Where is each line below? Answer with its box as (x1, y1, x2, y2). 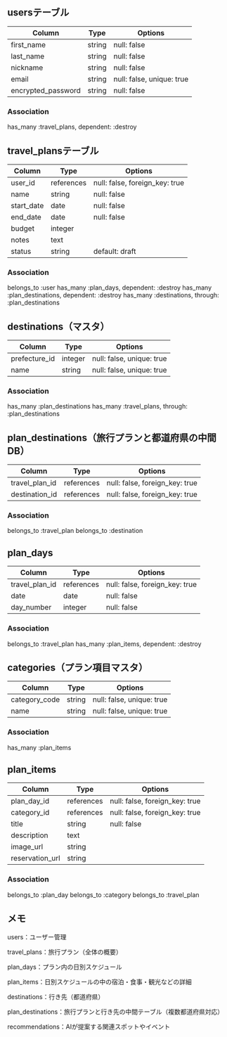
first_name (11, 39, 46, 49)
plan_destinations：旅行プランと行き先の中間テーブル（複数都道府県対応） (7, 1007, 223, 1016)
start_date (11, 200, 44, 210)
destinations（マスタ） (7, 321, 110, 333)
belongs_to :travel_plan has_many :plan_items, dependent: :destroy (7, 639, 202, 648)
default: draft (93, 246, 136, 256)
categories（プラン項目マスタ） (7, 662, 148, 674)
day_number (11, 603, 52, 612)
